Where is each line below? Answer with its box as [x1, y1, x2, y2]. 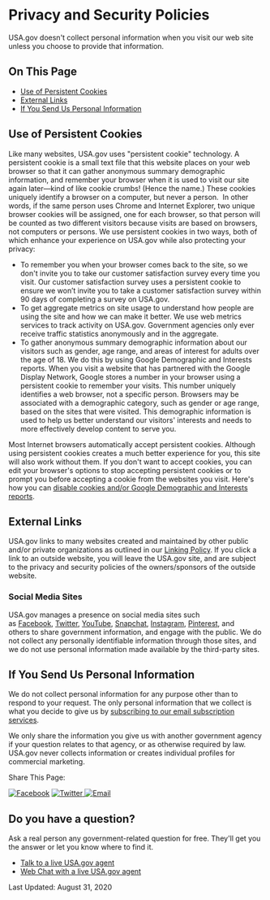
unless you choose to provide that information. [8, 41, 165, 50]
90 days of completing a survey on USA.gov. [19, 294, 170, 304]
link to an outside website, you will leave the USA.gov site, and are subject [8, 554, 257, 563]
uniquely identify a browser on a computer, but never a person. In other [8, 192, 249, 202]
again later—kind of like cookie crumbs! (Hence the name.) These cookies [8, 183, 256, 193]
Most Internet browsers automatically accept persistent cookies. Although [8, 439, 255, 449]
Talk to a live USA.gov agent [19, 858, 115, 867]
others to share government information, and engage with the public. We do [8, 627, 262, 637]
